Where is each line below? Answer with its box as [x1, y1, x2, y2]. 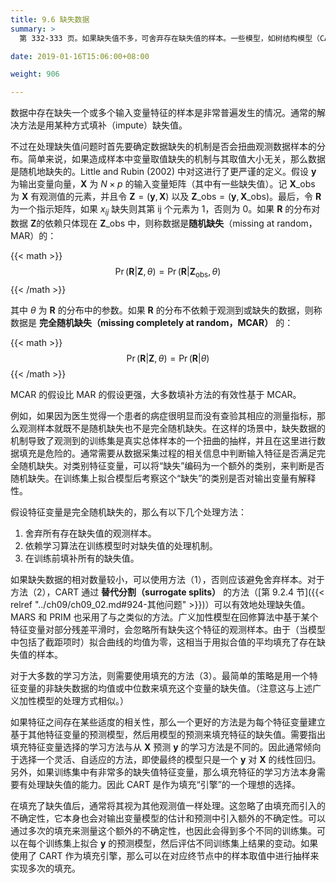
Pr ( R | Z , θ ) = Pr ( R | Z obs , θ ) [114, 265, 222, 280]
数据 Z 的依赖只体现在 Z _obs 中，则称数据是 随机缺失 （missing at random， [10, 217, 318, 229]
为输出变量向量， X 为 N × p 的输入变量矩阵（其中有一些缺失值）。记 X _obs [10, 178, 316, 190]
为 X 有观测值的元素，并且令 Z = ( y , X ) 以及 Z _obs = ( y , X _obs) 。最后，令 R [10, 191, 322, 203]
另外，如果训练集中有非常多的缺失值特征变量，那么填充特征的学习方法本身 [10, 766, 317, 778]
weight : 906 [10, 69, 60, 80]
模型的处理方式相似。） [36, 694, 129, 706]
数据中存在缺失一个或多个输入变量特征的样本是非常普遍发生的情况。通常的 [10, 107, 317, 119]
